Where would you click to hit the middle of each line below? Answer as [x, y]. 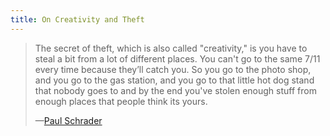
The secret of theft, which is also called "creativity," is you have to [171, 48]
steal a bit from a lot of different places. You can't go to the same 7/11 [177, 58]
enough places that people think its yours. [121, 101]
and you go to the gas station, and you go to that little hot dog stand [174, 80]
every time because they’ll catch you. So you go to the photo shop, [173, 69]
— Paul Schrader [68, 120]
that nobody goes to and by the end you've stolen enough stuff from [175, 90]
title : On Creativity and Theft [77, 19]
